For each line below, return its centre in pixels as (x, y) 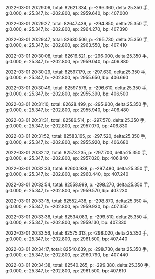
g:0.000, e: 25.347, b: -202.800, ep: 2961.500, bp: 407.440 (66, 239)
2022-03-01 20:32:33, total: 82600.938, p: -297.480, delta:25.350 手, (77, 169)
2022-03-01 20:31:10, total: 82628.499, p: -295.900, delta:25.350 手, (77, 104)
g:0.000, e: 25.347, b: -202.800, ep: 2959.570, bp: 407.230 (66, 190)
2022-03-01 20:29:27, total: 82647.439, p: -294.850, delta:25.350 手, (77, 24)
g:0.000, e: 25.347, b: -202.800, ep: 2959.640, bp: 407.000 (67, 13)
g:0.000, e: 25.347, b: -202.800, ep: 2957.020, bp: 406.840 (67, 158)
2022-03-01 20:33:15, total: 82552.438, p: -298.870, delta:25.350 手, (77, 201)
